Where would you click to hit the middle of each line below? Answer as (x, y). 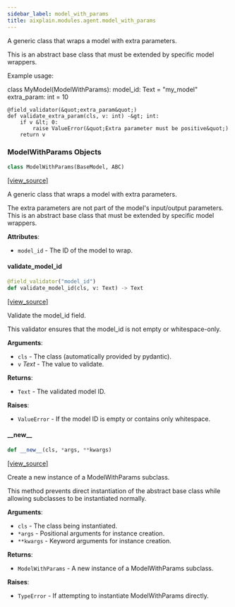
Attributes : (24, 236)
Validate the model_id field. (47, 315)
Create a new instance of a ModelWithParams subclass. (89, 477)
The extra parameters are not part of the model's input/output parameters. (115, 208)
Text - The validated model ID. (61, 391)
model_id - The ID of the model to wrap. (75, 250)
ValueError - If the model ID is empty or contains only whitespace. (114, 419)
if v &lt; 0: (39, 122)
